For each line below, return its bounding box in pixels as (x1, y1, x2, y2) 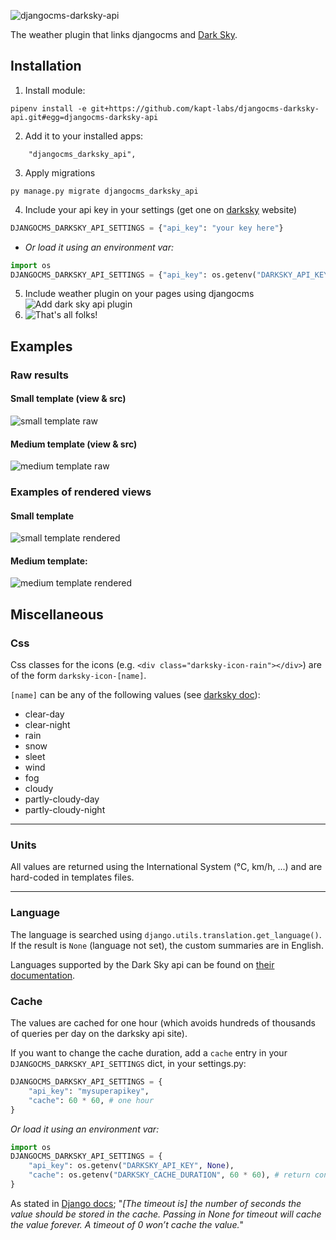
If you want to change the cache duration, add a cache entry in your (10, 1047, 288, 1059)
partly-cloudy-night (24, 804, 106, 816)
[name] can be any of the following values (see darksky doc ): (10, 689, 261, 701)
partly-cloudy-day (24, 793, 100, 805)
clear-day (24, 708, 65, 720)
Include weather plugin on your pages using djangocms (24, 288, 255, 300)
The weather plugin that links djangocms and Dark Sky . (10, 29, 238, 40)
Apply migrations (24, 166, 96, 179)
